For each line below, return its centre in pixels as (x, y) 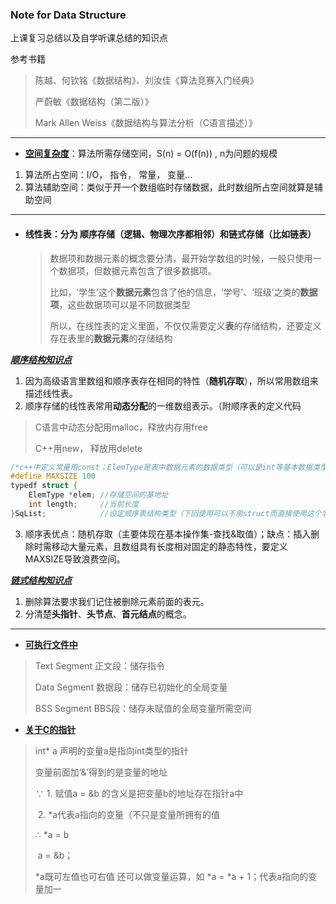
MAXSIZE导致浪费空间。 (75, 559)
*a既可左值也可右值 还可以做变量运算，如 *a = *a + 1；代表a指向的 (171, 876)
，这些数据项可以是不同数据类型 (124, 304)
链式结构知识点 (41, 580)
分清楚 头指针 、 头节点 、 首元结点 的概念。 (108, 614)
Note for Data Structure (68, 15)
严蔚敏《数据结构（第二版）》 (94, 102)
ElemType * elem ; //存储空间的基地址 (98, 495)
